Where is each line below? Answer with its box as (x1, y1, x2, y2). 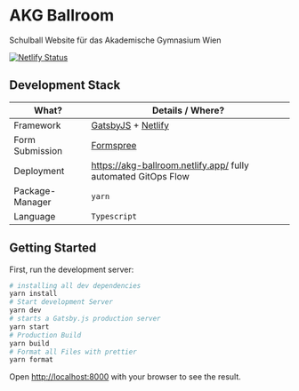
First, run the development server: (9, 264, 134, 275)
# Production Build (9, 331, 82, 339)
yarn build (9, 339, 50, 347)
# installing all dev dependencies (9, 281, 141, 290)
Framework (13, 119, 61, 132)
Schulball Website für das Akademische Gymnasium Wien (9, 35, 222, 45)
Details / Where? (151, 104, 225, 116)
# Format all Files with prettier (9, 347, 138, 356)
